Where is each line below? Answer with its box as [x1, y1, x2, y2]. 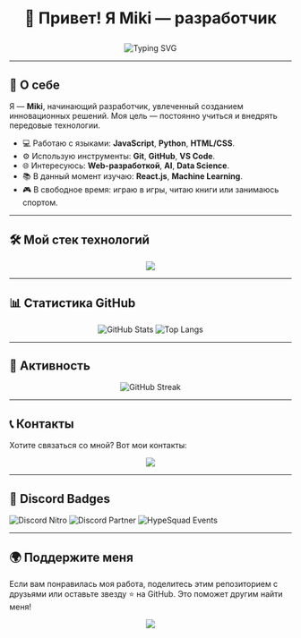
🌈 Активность [9, 358, 91, 374]
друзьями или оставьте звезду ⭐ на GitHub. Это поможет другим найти [9, 588, 284, 599]
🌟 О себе [9, 77, 61, 92]
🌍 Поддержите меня [9, 550, 134, 566]
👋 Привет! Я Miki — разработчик [24, 8, 277, 29]
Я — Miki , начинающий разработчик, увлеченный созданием [9, 101, 244, 111]
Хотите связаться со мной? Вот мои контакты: [9, 440, 188, 451]
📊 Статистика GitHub [9, 295, 136, 311]
